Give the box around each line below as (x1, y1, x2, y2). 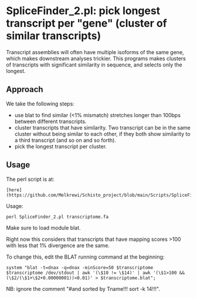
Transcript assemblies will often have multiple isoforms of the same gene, (6, 48, 184, 55)
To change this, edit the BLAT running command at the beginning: (6, 253, 165, 260)
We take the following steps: (6, 100, 74, 107)
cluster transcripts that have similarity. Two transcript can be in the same (14, 124, 191, 131)
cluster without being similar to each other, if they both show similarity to (14, 130, 191, 137)
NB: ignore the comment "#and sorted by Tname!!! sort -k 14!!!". (6, 285, 160, 292)
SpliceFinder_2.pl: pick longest (6, 4, 161, 18)
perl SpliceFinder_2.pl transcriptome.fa (6, 214, 109, 220)
